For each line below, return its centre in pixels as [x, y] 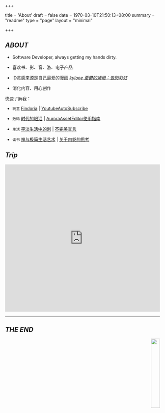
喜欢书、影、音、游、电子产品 [42, 67]
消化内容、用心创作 [32, 88]
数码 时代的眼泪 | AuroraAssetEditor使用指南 [56, 118]
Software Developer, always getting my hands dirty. [64, 57]
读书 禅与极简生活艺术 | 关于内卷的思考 [51, 139]
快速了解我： [18, 98]
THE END [19, 330]
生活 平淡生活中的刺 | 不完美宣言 [44, 129]
